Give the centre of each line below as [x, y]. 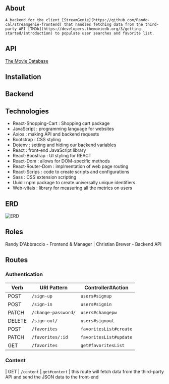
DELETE [17, 321]
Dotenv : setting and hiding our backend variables [64, 145]
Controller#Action [106, 287]
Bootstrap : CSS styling [37, 140]
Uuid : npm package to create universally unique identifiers [74, 183]
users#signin [96, 304]
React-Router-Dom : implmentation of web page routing [70, 166]
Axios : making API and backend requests [56, 134]
